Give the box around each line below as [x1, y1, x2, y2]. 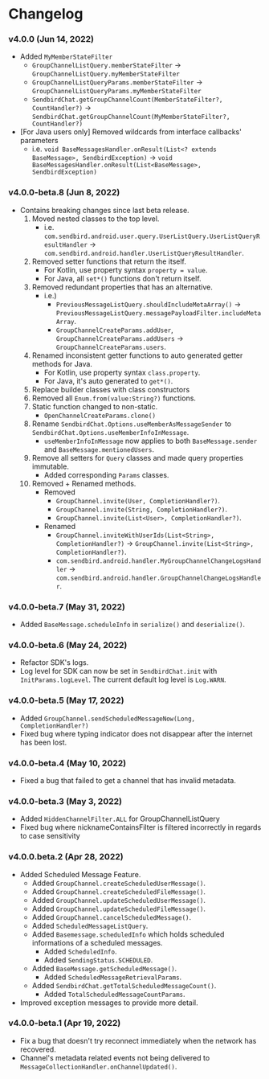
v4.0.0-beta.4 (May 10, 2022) [8, 757, 127, 769]
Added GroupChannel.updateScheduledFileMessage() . [31, 904, 206, 913]
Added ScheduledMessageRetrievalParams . [43, 972, 182, 982]
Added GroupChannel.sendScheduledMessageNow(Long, [19, 713, 195, 723]
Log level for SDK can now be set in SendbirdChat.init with [19, 667, 218, 676]
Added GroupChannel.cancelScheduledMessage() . [31, 912, 191, 921]
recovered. [19, 1044, 56, 1054]
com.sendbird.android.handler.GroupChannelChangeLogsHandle [55, 574, 262, 582]
